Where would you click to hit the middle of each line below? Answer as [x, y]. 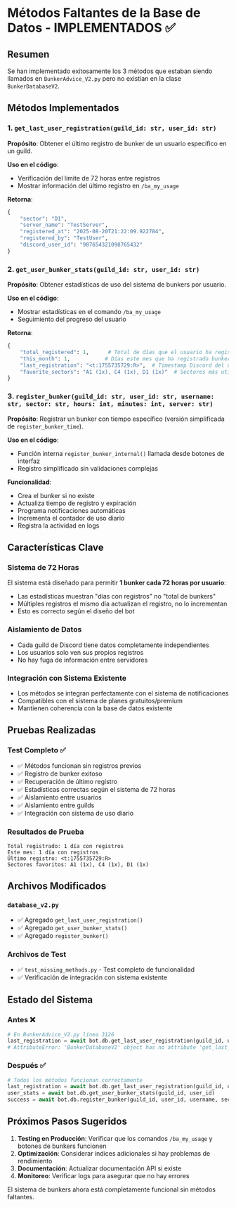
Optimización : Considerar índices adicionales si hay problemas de [114, 1153]
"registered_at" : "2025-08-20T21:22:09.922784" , [92, 232]
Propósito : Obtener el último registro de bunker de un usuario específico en [117, 143]
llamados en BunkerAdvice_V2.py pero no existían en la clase [94, 78]
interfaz [29, 461]
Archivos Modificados [57, 886]
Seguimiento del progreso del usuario [72, 319]
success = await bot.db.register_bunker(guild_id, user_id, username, [113, 1100]
